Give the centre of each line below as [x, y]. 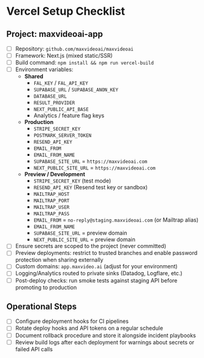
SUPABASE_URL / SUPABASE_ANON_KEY [76, 90]
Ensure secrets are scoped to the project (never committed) [91, 246]
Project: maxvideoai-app [55, 34]
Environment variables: [44, 69]
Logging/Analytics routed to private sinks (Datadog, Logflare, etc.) [99, 273]
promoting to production [46, 287]
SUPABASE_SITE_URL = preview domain [80, 233]
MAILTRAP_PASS [51, 214]
